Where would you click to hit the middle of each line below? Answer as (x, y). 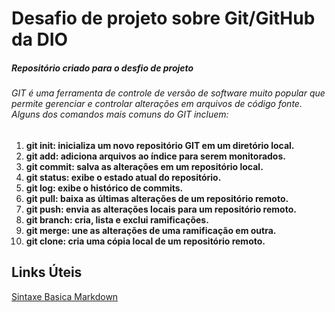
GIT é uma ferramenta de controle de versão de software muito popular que (168, 93)
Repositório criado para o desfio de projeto (102, 68)
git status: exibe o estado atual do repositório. (123, 177)
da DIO (40, 39)
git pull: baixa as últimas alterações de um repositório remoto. (157, 198)
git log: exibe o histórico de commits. (104, 188)
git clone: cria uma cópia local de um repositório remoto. (145, 241)
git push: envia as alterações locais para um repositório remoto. (161, 209)
